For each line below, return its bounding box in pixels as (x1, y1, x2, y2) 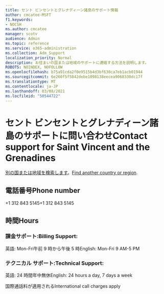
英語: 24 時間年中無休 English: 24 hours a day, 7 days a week (5, 272, 133, 279)
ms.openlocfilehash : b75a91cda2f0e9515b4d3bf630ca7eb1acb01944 (5, 70, 143, 75)
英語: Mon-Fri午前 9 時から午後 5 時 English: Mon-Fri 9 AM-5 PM (5, 245, 140, 251)
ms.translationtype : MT (5, 79, 56, 84)
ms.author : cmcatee (5, 27, 47, 32)
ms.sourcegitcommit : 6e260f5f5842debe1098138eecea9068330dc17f (5, 74, 143, 80)
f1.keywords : (5, 17, 33, 22)
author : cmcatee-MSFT (5, 12, 52, 17)
